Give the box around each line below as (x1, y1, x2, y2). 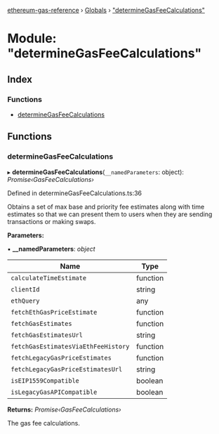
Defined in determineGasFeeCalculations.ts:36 (7, 189, 142, 197)
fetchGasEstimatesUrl (11, 331, 83, 339)
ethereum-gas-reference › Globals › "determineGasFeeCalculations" (7, 6, 206, 14)
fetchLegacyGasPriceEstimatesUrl (11, 365, 123, 373)
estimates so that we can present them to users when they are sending (7, 210, 213, 218)
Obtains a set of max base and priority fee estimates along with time (7, 202, 205, 211)
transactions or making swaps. (7, 217, 96, 225)
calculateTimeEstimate (11, 274, 86, 282)
